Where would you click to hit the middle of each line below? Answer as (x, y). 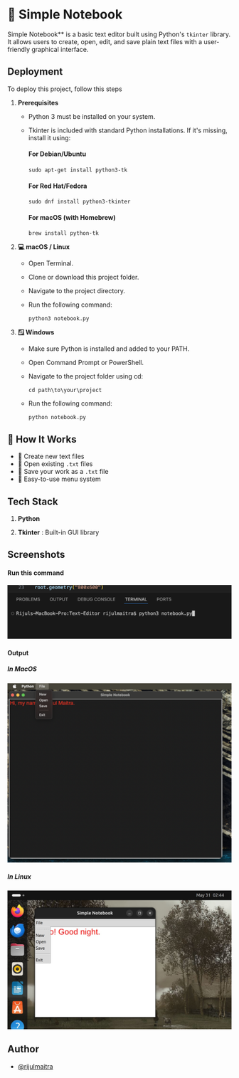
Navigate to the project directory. (77, 291)
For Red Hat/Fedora (58, 186)
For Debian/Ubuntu (57, 154)
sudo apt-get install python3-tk (78, 170)
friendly (19, 49)
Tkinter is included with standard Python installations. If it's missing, (128, 130)
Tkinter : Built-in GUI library (58, 532)
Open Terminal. (51, 263)
